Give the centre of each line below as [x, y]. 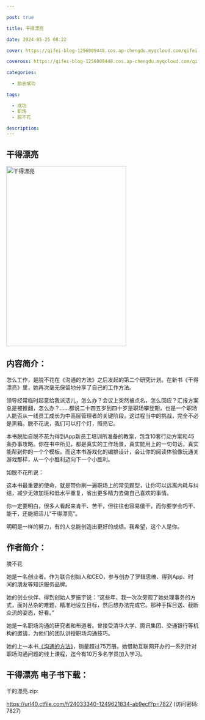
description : [23, 128]
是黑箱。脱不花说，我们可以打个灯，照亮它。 [63, 423]
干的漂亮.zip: [22, 691]
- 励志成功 [24, 84]
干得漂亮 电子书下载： [47, 675]
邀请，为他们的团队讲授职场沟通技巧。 [65, 633]
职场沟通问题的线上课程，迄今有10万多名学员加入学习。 [76, 654]
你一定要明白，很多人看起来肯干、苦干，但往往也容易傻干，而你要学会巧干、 [103, 506]
